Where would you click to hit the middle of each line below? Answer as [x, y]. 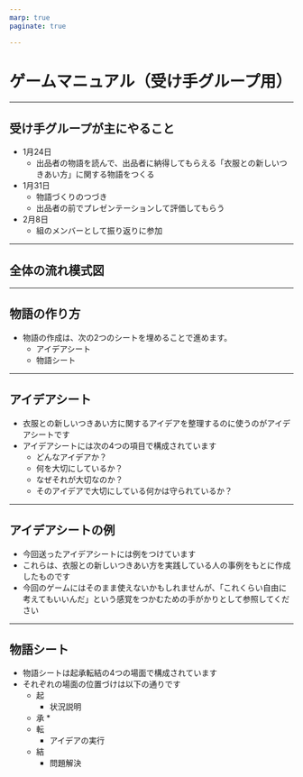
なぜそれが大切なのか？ [79, 480]
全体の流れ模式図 [57, 270]
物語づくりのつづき [72, 197]
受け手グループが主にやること [92, 128]
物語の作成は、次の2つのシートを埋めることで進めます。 [127, 337]
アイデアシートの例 [62, 530]
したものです [46, 576]
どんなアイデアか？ [71, 457]
